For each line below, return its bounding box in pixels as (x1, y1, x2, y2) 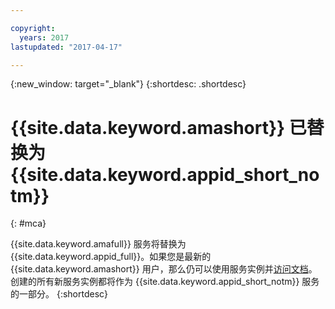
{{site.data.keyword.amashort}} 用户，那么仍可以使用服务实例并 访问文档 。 (10, 263, 318, 275)
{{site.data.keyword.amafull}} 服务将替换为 (10, 238, 187, 250)
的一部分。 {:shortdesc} (10, 288, 109, 300)
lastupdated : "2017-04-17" (10, 42, 123, 52)
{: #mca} (10, 217, 47, 230)
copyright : (10, 23, 56, 33)
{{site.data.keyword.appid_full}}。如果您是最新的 (10, 251, 212, 263)
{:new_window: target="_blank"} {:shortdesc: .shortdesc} (10, 78, 247, 90)
